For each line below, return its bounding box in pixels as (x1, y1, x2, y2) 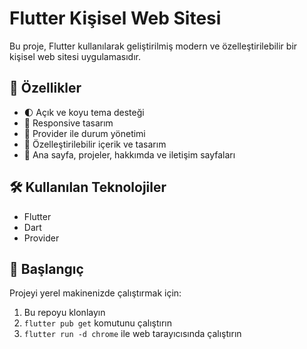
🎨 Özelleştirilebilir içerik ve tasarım (23, 138, 167, 150)
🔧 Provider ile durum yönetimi (23, 127, 146, 139)
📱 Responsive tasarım (23, 117, 114, 129)
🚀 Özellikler (9, 80, 82, 97)
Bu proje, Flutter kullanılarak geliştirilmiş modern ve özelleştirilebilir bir (9, 40, 298, 52)
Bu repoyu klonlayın (23, 307, 106, 319)
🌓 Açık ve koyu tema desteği (23, 106, 145, 118)
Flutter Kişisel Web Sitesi (9, 7, 222, 30)
